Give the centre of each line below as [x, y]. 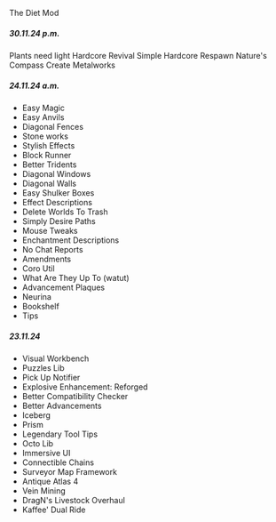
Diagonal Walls [49, 183]
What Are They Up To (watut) [76, 277]
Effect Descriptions [57, 202]
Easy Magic [43, 108]
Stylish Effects [48, 145]
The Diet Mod [34, 13]
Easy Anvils [43, 117]
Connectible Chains [58, 462]
